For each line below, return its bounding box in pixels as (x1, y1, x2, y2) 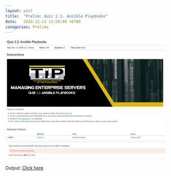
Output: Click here (5, 165, 44, 171)
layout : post (5, 8, 33, 13)
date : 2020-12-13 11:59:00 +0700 (5, 19, 81, 24)
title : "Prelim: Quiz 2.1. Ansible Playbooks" (5, 13, 108, 19)
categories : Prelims (5, 24, 49, 30)
